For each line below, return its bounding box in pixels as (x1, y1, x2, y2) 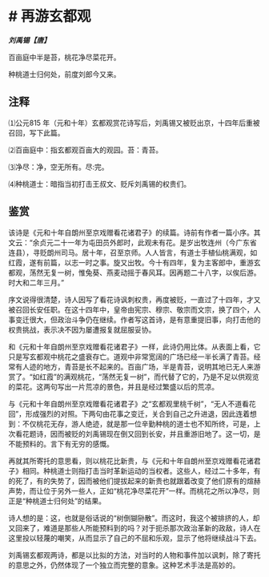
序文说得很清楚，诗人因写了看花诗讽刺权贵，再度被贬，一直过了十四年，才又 (8, 294, 261, 305)
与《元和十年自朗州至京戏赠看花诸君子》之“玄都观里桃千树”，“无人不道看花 (8, 398, 256, 409)
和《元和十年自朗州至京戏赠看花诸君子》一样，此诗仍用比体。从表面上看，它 (8, 341, 261, 351)
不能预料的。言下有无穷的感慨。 (8, 438, 114, 449)
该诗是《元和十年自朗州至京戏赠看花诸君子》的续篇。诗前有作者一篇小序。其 (8, 228, 261, 237)
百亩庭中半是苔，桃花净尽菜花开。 (8, 52, 121, 62)
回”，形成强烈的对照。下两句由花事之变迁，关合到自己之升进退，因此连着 (8, 409, 251, 418)
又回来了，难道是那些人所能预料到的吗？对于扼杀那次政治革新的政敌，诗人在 (8, 523, 261, 533)
